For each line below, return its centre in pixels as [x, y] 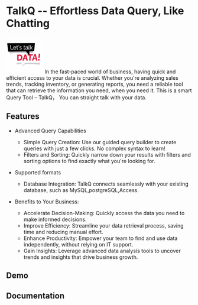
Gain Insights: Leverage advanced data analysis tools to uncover [102, 251]
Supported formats [38, 172]
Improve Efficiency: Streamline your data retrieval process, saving [104, 225]
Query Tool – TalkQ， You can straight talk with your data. [76, 97]
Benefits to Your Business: [47, 202]
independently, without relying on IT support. [78, 244]
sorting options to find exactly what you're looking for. [89, 161]
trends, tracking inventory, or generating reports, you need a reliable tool [95, 84]
